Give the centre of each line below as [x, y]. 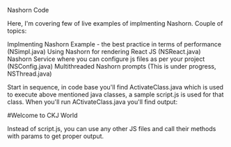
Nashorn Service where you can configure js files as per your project [106, 59]
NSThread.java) [30, 73]
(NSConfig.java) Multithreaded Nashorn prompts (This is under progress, [112, 66]
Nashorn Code [28, 10]
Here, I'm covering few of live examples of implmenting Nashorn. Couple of [115, 23]
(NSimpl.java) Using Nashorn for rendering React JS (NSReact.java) [104, 52]
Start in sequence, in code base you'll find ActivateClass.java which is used [115, 87]
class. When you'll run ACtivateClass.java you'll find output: [93, 102]
